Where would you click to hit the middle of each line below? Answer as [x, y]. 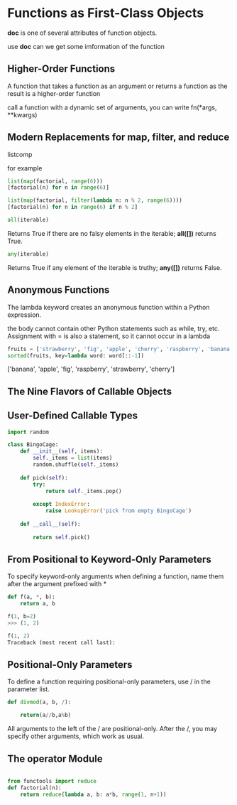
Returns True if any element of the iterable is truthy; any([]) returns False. [115, 267]
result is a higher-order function [54, 93]
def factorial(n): [34, 788]
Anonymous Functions [59, 290]
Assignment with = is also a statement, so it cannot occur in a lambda [109, 336]
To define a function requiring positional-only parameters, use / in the [109, 682]
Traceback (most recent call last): [61, 642]
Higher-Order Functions [61, 69]
